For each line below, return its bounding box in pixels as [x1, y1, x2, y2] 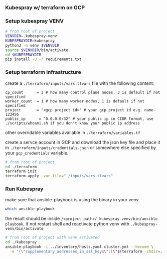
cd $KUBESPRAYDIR [5, 52, 42, 57]
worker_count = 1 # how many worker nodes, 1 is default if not [5, 98, 144, 104]
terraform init [5, 169, 37, 174]
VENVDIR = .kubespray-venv [5, 34, 57, 39]
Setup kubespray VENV [5, 17, 64, 24]
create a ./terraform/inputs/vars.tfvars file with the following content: [5, 80, 154, 86]
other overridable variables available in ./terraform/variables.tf [5, 129, 140, 136]
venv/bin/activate [5, 226, 44, 231]
